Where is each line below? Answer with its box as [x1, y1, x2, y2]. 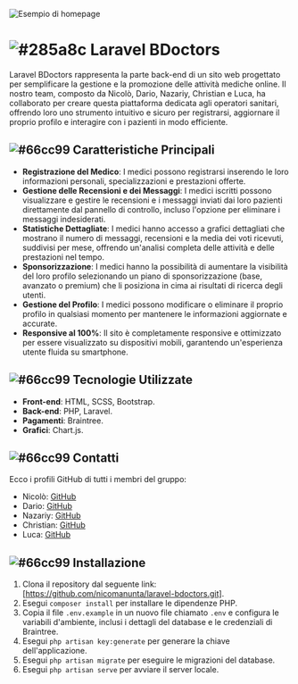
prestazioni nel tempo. [21, 251, 105, 263]
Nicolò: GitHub [21, 491, 77, 502]
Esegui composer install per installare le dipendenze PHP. [21, 598, 238, 609]
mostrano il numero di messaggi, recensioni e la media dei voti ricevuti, [21, 232, 284, 243]
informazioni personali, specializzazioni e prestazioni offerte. [21, 175, 246, 187]
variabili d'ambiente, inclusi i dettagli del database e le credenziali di [21, 617, 273, 628]
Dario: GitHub [21, 501, 73, 512]
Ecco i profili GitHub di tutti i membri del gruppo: [9, 474, 187, 485]
